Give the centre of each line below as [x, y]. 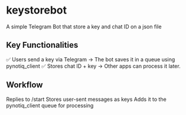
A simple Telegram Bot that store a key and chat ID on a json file [84, 27]
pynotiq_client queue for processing [50, 105]
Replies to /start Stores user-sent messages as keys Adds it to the [86, 99]
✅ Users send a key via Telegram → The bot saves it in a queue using [91, 59]
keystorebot [36, 10]
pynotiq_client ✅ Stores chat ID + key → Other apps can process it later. [94, 66]
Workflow [25, 85]
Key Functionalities [42, 45]
